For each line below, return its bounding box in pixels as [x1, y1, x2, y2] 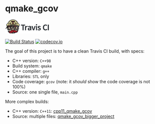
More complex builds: [5, 98, 49, 104]
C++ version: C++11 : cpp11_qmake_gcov [12, 108, 93, 114]
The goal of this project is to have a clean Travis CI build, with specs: [5, 48, 145, 54]
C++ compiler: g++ [12, 68, 50, 74]
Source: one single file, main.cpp [12, 89, 78, 95]
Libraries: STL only [12, 73, 49, 79]
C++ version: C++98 [12, 58, 51, 63]
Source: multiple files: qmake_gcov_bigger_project [12, 113, 115, 119]
